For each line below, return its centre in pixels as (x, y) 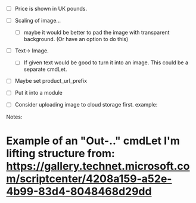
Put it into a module (38, 93)
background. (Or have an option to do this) (76, 39)
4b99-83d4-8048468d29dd (79, 191)
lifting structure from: (60, 153)
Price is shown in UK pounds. (51, 9)
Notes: (14, 117)
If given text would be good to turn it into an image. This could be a (106, 63)
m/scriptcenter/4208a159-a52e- (89, 179)
